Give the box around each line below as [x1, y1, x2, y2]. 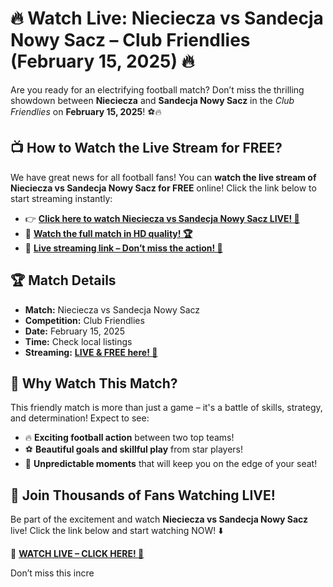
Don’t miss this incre [10, 567, 95, 579]
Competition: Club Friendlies [24, 314, 145, 326]
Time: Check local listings [24, 335, 133, 347]
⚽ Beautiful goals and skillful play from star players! [24, 443, 244, 456]
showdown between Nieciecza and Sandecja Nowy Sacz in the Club [10, 94, 295, 106]
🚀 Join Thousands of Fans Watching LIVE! [10, 487, 276, 504]
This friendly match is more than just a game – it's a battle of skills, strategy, [10, 402, 323, 414]
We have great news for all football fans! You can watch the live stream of [10, 171, 317, 183]
